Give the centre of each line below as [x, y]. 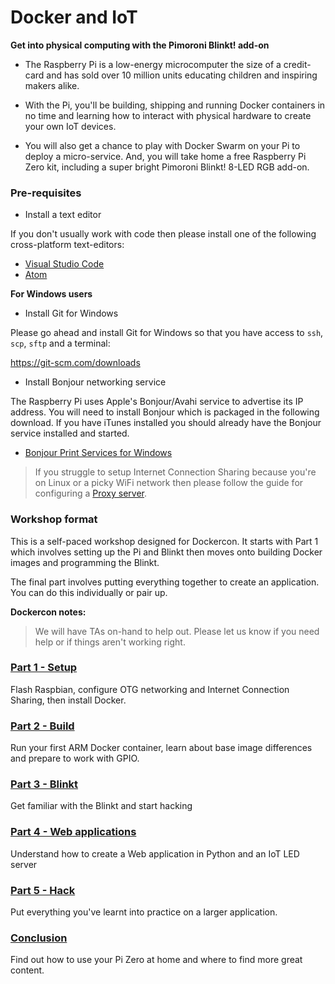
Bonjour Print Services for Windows [98, 453]
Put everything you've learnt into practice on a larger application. [144, 912]
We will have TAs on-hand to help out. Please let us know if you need [177, 631]
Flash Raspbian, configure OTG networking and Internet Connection [150, 689]
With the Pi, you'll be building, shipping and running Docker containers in [175, 105]
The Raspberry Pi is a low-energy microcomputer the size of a [153, 64]
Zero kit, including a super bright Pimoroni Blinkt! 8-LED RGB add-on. [167, 167]
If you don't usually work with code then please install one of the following [163, 234]
